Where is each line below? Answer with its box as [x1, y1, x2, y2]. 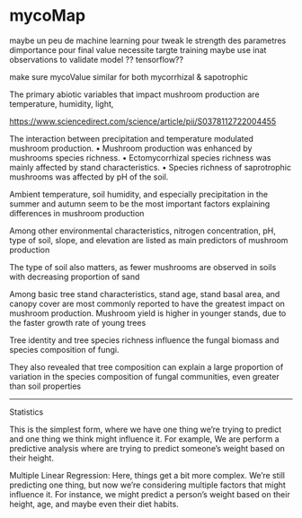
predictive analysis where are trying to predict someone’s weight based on [9, 443, 286, 453]
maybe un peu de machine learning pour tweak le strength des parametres [9, 35, 287, 46]
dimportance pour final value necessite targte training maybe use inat [9, 44, 267, 55]
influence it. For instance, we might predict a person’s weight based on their [9, 488, 290, 499]
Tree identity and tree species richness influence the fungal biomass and [9, 334, 280, 346]
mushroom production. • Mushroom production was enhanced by [9, 143, 253, 154]
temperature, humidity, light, [9, 98, 114, 109]
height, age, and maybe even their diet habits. [9, 498, 180, 509]
